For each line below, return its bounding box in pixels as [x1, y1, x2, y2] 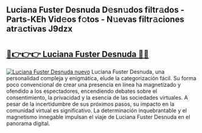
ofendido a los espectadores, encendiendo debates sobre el [6, 87, 158, 95]
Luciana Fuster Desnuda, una [91, 68, 165, 75]
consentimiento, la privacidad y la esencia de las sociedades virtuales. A [6, 94, 189, 101]
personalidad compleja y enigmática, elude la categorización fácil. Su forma [6, 75, 197, 81]
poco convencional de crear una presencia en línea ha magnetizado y [6, 81, 181, 88]
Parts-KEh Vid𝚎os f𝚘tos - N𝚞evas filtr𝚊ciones [6, 15, 184, 25]
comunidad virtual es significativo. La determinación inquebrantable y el [6, 107, 187, 114]
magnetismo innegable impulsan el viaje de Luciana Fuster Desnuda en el [6, 114, 190, 120]
